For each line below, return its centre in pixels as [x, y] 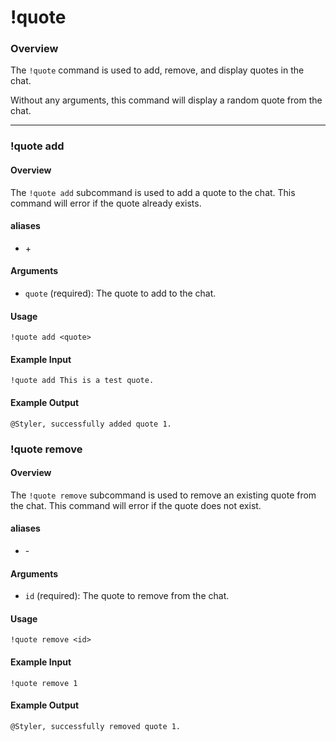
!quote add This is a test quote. [82, 381]
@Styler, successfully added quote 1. [91, 424]
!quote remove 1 [44, 683]
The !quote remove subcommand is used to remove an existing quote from [163, 495]
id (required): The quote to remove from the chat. [127, 596]
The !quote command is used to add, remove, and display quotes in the [157, 70]
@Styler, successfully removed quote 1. [96, 726]
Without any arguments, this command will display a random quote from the [166, 100]
